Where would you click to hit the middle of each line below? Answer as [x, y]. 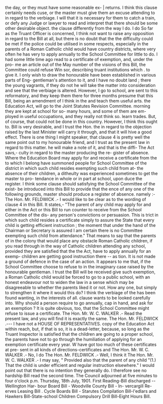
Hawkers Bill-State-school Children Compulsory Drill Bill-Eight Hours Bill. [78, 396]
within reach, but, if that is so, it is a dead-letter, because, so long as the [77, 329]
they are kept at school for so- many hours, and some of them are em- [76, 111]
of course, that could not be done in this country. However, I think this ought [81, 121]
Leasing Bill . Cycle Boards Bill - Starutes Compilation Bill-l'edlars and [87, 391]
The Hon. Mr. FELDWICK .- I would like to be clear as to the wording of [76, 199]
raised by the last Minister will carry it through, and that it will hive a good [78, 132]
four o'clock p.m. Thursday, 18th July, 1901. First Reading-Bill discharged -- [80, 381]
